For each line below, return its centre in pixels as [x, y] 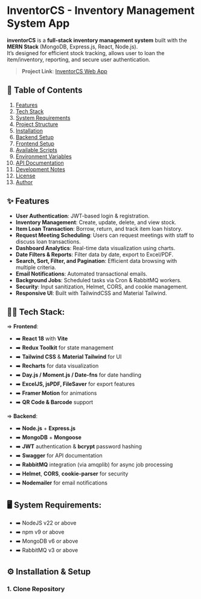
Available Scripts [37, 150]
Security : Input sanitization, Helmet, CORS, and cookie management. [101, 286]
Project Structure [37, 124]
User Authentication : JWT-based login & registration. [82, 216]
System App [38, 23]
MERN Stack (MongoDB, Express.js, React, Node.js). [72, 47]
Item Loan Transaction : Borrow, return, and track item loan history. [99, 228]
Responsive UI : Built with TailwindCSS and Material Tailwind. [91, 293]
